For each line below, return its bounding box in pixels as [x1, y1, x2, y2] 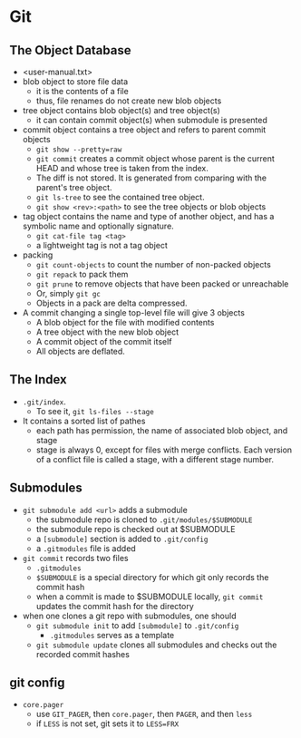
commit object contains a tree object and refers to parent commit [22, 124, 267, 135]
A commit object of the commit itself [35, 336, 172, 346]
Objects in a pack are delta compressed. [35, 297, 188, 308]
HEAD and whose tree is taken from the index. [35, 163, 209, 173]
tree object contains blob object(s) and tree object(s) [22, 105, 220, 115]
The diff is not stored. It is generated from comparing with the [35, 172, 267, 183]
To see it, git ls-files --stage [35, 405, 154, 416]
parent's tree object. [35, 182, 112, 192]
